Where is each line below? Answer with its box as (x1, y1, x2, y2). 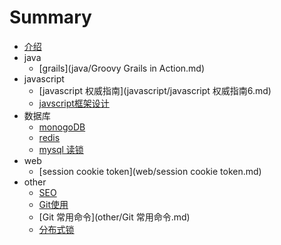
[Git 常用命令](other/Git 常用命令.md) (38, 211, 191, 223)
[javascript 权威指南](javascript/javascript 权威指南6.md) (38, 84, 272, 96)
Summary (9, 6, 92, 29)
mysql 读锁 (38, 143, 84, 155)
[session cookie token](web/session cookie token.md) (38, 165, 262, 177)
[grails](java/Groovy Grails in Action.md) (38, 62, 206, 74)
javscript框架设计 (38, 97, 110, 109)
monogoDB (38, 121, 86, 133)
